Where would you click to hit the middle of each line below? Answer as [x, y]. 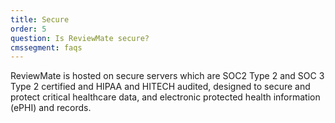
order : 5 [28, 29]
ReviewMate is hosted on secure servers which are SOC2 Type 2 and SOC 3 [167, 76]
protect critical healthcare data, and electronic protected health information [165, 97]
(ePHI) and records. [51, 108]
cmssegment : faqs [46, 47]
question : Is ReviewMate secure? [80, 38]
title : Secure [40, 19]
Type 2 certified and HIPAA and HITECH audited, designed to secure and [160, 87]
